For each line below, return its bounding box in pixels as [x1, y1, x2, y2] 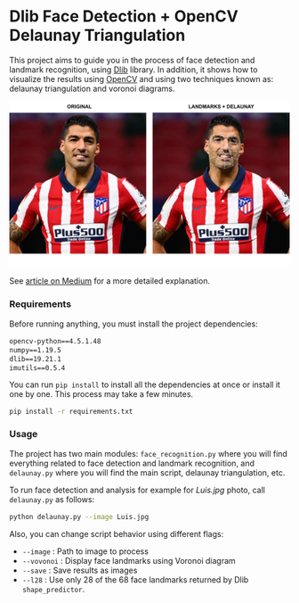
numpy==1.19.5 [9, 345, 62, 354]
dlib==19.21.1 [9, 354, 62, 363]
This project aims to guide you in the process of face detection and [9, 54, 255, 65]
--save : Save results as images [21, 565, 138, 575]
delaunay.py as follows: [9, 493, 95, 505]
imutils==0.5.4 [9, 363, 66, 372]
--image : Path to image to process [21, 546, 149, 557]
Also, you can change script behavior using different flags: [9, 528, 224, 539]
